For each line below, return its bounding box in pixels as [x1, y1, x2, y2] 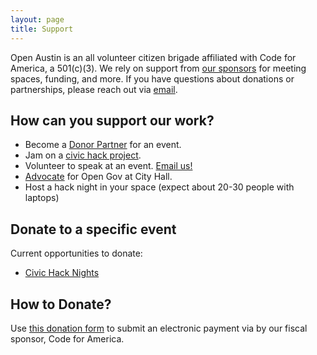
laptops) [24, 192, 60, 204]
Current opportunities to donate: [10, 247, 143, 260]
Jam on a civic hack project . [24, 149, 142, 161]
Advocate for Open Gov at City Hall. [24, 171, 173, 183]
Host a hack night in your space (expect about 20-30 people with [24, 181, 295, 193]
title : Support [10, 24, 74, 34]
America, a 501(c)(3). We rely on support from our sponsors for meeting [10, 62, 307, 74]
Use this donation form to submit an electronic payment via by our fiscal [10, 322, 308, 334]
